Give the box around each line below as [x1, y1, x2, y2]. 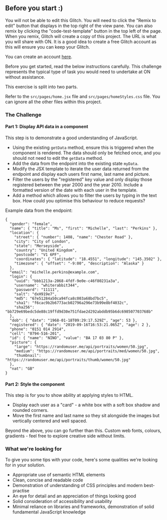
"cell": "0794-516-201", [9, 331, 61, 336]
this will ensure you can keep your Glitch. [5, 44, 90, 50]
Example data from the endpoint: [5, 207, 73, 213]
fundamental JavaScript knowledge [12, 509, 86, 515]
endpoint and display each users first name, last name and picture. [12, 171, 150, 177]
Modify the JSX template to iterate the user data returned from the [12, 165, 149, 172]
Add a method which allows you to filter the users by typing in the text [12, 192, 157, 198]
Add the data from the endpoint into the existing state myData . [12, 160, 139, 166]
